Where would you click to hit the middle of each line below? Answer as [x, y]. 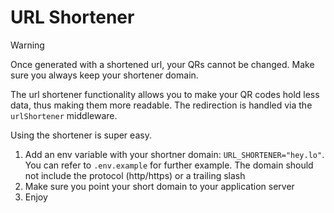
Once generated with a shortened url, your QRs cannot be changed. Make [162, 64]
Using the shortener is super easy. [81, 135]
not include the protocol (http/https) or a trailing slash [135, 175]
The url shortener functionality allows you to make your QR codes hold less [165, 94]
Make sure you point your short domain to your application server [159, 186]
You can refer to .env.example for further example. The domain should [169, 165]
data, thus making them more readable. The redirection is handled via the [161, 105]
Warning [27, 45]
